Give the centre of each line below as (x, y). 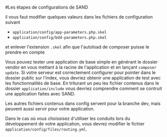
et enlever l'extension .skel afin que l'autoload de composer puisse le (77, 47)
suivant (13, 22)
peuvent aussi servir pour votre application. (50, 109)
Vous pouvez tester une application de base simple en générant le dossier (81, 62)
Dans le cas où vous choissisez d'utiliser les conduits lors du (68, 118)
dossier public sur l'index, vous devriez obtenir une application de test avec (83, 78)
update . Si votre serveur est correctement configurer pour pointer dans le (80, 72)
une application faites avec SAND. (40, 94)
